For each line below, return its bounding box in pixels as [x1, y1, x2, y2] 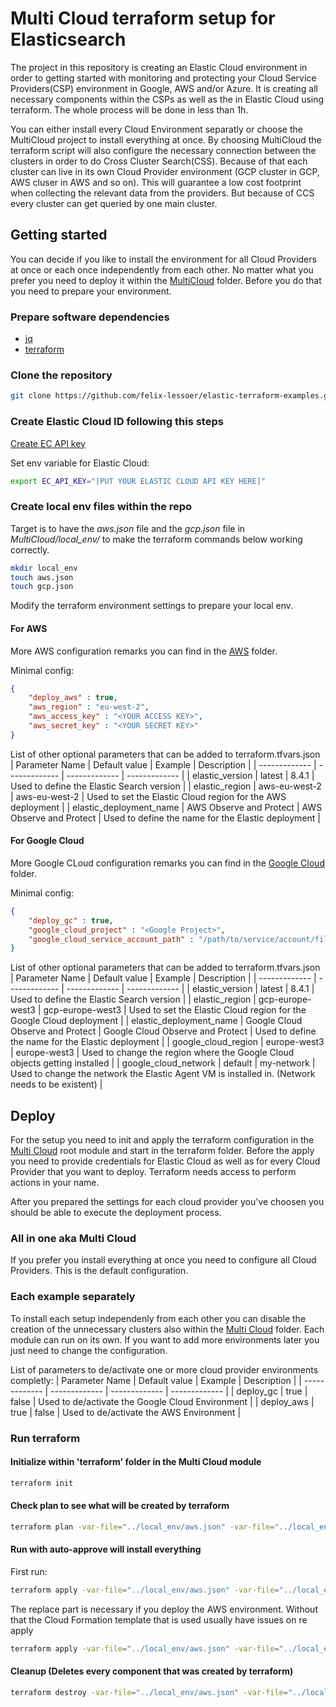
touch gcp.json [10, 582, 74, 592]
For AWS [10, 622, 48, 634]
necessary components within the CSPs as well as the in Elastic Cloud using [10, 93, 325, 105]
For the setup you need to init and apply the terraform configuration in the [10, 1134, 315, 1146]
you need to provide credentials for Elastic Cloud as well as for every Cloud [10, 1155, 321, 1167]
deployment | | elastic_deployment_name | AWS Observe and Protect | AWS [10, 801, 323, 813]
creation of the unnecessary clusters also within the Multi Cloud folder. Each [10, 1323, 325, 1335]
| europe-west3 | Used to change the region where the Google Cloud [10, 1047, 295, 1059]
